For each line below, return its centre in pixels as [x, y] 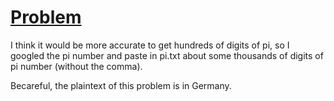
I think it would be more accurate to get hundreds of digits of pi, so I [150, 45]
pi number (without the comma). [76, 66]
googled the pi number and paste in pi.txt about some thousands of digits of [167, 55]
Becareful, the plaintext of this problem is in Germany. [121, 85]
